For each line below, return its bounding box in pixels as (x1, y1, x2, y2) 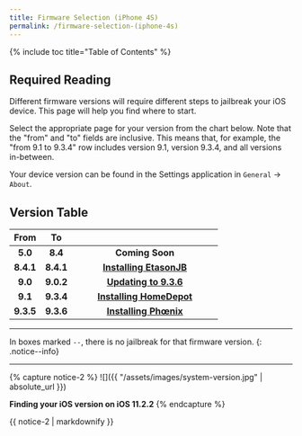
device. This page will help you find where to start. (9, 105, 197, 117)
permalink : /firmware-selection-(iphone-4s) (9, 22, 179, 31)
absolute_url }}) (9, 381, 67, 392)
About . (9, 179, 32, 190)
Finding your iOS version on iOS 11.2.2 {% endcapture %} (9, 399, 226, 410)
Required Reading (9, 72, 111, 87)
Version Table (9, 204, 88, 220)
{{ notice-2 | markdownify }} (9, 416, 114, 427)
